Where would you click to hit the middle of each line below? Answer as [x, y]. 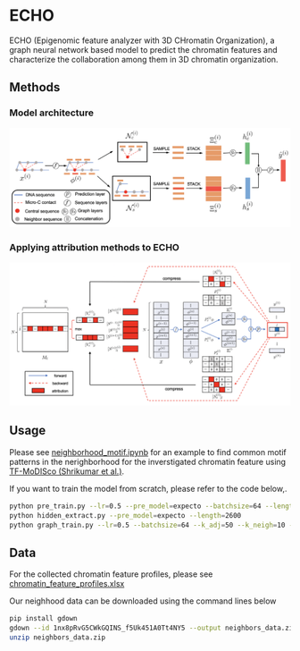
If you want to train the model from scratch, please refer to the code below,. [148, 488]
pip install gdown [43, 619]
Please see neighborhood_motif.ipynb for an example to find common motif [148, 452]
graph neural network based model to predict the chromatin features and [143, 49]
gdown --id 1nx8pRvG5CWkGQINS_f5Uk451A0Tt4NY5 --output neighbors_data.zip [153, 628]
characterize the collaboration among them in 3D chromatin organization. [144, 59]
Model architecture [52, 113]
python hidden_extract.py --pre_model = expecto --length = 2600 [125, 515]
